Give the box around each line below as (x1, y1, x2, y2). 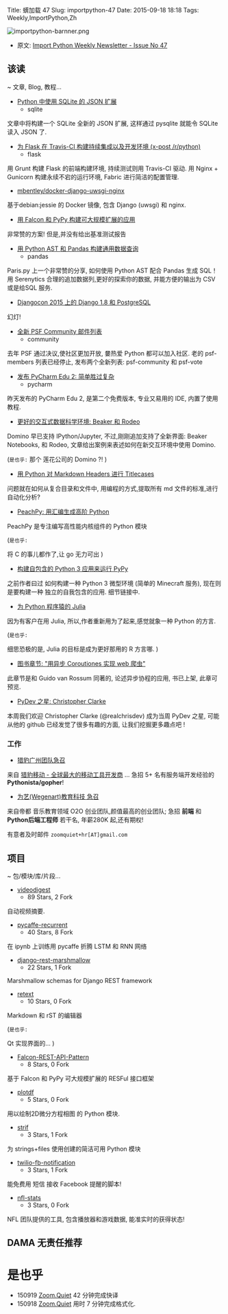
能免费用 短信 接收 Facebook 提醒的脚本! (7, 1179, 122, 1188)
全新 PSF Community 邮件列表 (16, 327, 103, 335)
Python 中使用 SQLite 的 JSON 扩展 (16, 97, 117, 105)
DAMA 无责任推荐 (7, 1237, 83, 1249)
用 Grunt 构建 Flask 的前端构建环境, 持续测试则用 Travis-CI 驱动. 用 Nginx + (7, 164, 218, 172)
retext (16, 989, 34, 998)
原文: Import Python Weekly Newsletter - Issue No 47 (16, 41, 168, 49)
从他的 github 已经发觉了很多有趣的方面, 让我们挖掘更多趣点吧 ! (7, 720, 186, 728)
